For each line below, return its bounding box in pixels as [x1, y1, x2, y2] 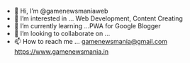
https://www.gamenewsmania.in [13, 47, 108, 56]
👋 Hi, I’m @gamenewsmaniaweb [13, 7, 108, 15]
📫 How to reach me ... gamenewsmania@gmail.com [13, 38, 168, 45]
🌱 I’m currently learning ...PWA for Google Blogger [13, 22, 161, 30]
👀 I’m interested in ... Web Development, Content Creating [13, 14, 183, 23]
